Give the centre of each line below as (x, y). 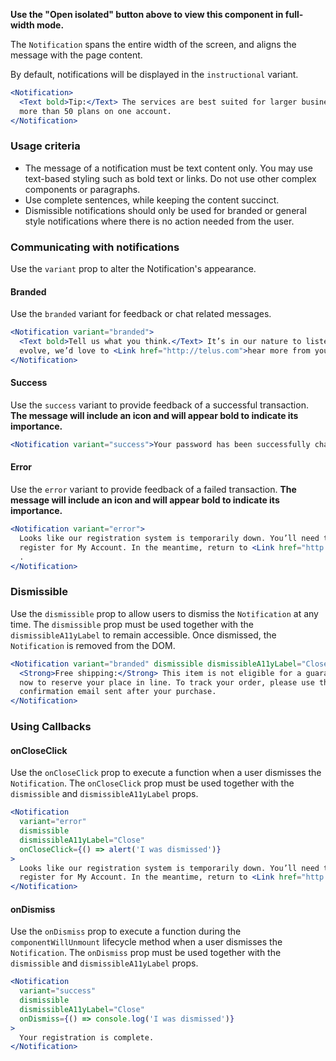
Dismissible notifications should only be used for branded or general (165, 210)
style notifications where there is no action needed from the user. (159, 221)
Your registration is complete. (87, 1037)
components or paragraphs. (82, 189)
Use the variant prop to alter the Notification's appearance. (133, 269)
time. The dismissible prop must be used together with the (132, 624)
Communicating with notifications (95, 247)
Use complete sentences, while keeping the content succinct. (152, 200)
